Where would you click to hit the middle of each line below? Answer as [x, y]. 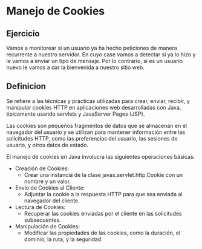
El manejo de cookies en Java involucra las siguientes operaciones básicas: [101, 156]
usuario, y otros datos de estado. [47, 145]
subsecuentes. [43, 220]
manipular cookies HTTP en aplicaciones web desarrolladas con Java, [94, 107]
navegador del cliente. [52, 201]
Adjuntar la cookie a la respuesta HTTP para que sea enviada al [103, 194]
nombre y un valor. [47, 181]
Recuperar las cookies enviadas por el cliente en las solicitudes [103, 213]
